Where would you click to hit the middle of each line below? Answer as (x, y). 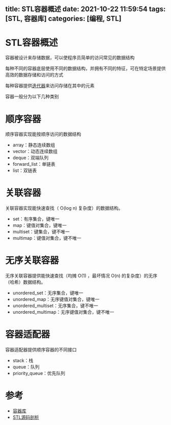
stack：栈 (23, 361)
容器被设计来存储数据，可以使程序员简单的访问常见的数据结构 (70, 58)
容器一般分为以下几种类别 (32, 96)
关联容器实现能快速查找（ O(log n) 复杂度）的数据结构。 (64, 208)
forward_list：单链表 (34, 164)
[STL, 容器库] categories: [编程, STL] (63, 19)
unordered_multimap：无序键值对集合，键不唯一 (63, 312)
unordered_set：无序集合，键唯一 (48, 293)
